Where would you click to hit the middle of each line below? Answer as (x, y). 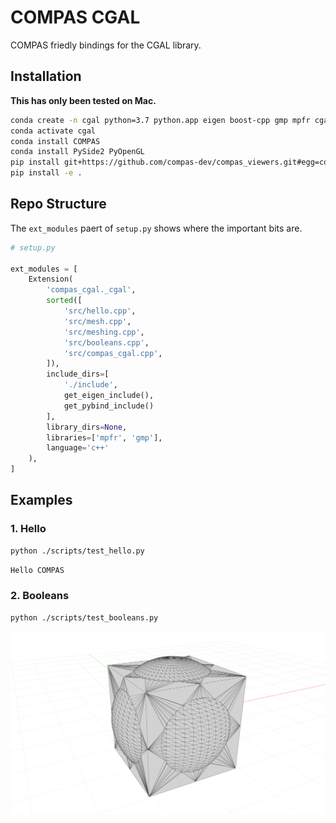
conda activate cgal (53, 131)
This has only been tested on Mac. (83, 100)
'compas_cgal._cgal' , (91, 290)
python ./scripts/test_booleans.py (84, 617)
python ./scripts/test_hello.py (77, 551)
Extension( (51, 279)
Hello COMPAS (37, 570)
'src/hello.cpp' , (100, 311)
